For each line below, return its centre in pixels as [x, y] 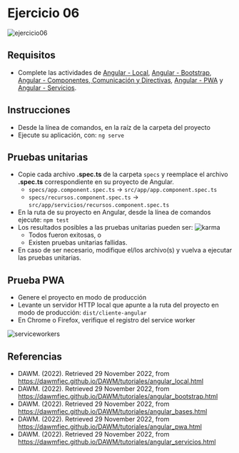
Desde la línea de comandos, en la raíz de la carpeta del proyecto [114, 127]
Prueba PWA [36, 280]
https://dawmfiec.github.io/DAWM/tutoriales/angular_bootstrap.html [118, 396]
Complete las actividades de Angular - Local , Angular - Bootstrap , [115, 72]
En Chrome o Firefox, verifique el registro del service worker [106, 320]
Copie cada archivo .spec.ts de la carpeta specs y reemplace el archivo [123, 174]
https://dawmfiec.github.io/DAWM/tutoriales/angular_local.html [111, 381]
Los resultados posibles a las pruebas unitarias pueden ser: [105, 228]
